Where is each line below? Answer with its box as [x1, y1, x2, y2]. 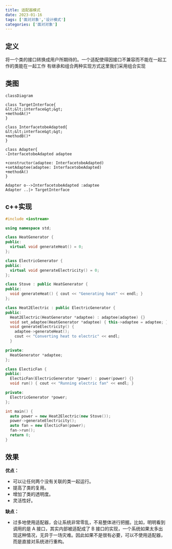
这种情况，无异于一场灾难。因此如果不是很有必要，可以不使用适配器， [17, 532, 165, 538]
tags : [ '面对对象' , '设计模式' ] [5, 17, 66, 22]
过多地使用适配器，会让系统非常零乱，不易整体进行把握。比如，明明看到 [12, 519, 165, 525]
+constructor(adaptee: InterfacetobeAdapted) [5, 160, 104, 165]
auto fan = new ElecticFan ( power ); [10, 423, 86, 428]
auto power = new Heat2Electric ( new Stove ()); [10, 413, 111, 419]
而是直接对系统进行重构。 [12, 538, 67, 544]
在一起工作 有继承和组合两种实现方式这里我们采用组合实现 [23, 63, 146, 69]
